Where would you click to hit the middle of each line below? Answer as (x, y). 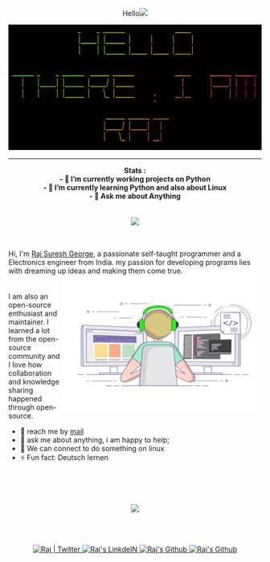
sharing (21, 390)
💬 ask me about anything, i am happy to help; (95, 440)
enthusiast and (33, 314)
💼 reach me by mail (52, 431)
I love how (25, 364)
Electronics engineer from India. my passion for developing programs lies (129, 262)
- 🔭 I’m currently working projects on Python (135, 179)
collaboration (30, 373)
